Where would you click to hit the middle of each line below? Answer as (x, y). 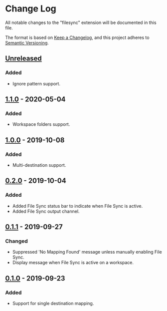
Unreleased (24, 59)
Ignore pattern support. (36, 83)
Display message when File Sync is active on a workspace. (73, 263)
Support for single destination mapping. (53, 304)
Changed (17, 241)
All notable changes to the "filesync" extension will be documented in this (81, 22)
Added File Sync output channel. (46, 211)
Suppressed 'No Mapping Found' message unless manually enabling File (87, 252)
